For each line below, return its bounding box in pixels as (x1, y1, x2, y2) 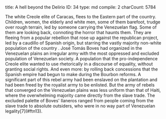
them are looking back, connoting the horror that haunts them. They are (5, 30, 152, 35)
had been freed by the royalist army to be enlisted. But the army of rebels (5, 82, 155, 88)
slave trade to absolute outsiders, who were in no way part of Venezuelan (5, 103, 155, 109)
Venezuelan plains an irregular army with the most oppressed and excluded (5, 50, 160, 56)
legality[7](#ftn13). (5, 108, 43, 114)
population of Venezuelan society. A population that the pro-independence (5, 56, 158, 61)
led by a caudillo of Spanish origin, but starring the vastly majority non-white (5, 40, 162, 46)
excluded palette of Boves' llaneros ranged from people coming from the (5, 98, 154, 103)
